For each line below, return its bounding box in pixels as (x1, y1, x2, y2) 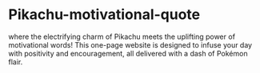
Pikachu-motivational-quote (8, 6, 201, 24)
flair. (8, 57, 23, 67)
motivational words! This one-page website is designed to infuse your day (8, 40, 253, 49)
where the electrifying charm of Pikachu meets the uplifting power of (8, 32, 236, 41)
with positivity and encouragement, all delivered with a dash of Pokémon (8, 48, 248, 58)
